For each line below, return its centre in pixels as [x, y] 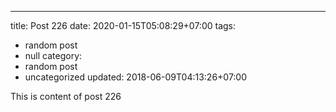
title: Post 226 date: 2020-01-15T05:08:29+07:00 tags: [123, 25]
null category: [53, 55]
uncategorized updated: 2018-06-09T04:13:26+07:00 [136, 77]
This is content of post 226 [66, 96]
